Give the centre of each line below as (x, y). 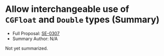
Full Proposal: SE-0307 (36, 33)
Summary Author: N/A (35, 39)
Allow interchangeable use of (67, 9)
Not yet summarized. (27, 48)
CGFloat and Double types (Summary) (82, 20)
